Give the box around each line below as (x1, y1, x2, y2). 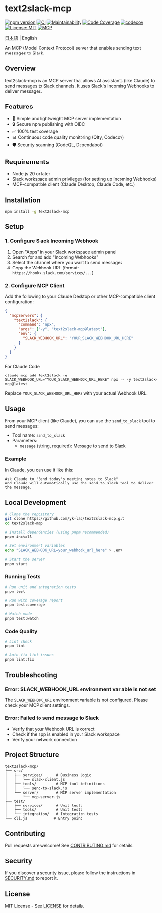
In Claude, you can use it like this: (5, 467, 74, 473)
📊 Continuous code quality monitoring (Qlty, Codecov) (12, 134, 124, 140)
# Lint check (5, 639, 32, 644)
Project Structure (5, 751, 59, 759)
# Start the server (5, 557, 45, 562)
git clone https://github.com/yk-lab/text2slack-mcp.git (5, 516, 125, 521)
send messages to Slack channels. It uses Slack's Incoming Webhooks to (5, 83, 155, 89)
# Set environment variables (5, 543, 65, 548)
